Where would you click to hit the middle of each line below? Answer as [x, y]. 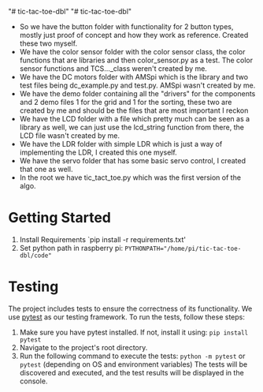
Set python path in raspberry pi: [71, 248]
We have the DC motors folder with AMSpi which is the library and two [134, 77]
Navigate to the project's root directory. [83, 347]
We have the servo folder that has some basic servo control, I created [133, 161]
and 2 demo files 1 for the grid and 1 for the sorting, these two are [126, 102]
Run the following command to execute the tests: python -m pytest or [132, 356]
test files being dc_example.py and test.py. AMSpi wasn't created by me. [137, 85]
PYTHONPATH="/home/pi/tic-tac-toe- [183, 248]
